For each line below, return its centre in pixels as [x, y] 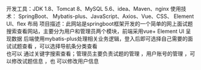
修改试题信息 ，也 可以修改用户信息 [55, 61]
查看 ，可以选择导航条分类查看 [60, 46]
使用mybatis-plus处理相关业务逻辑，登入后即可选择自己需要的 [111, 39]
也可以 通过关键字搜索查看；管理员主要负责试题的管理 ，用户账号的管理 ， [98, 54]
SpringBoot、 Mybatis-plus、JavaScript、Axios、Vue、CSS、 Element [106, 16]
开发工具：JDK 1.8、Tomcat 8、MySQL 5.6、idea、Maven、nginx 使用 [94, 9]
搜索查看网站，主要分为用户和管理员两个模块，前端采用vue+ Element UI [95, 31]
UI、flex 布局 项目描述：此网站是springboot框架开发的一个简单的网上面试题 [100, 24]
